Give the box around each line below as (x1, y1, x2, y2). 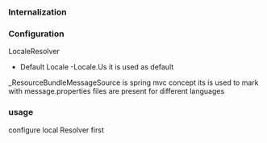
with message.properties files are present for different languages (8, 86, 225, 96)
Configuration (8, 27, 65, 39)
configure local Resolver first (8, 124, 105, 135)
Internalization (8, 6, 67, 18)
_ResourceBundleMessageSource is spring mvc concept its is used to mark (8, 78, 259, 87)
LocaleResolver (8, 47, 60, 57)
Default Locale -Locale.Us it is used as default (19, 62, 174, 72)
